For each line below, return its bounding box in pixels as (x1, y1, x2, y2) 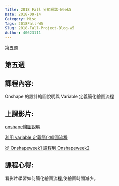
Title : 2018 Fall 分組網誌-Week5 (5, 7, 72, 12)
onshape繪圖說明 (5, 124, 41, 130)
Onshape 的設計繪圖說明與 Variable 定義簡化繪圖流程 (5, 93, 114, 100)
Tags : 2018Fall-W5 (5, 21, 43, 26)
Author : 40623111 (5, 30, 41, 35)
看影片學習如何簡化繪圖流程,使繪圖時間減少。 (5, 175, 99, 181)
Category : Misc (5, 16, 37, 21)
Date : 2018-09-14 (5, 12, 41, 17)
